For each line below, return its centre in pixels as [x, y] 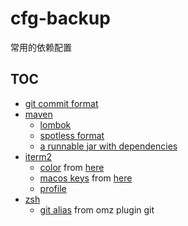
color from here [72, 167]
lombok [55, 124]
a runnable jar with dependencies [108, 146]
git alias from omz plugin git [97, 209]
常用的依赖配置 [41, 47]
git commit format [61, 103]
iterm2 [38, 156]
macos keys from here [86, 178]
